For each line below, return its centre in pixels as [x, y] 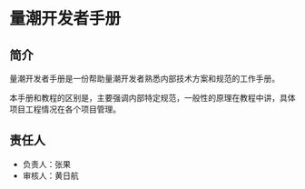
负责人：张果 [46, 164]
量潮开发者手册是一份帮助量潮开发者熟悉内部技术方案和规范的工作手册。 [144, 79]
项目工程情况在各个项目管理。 [65, 109]
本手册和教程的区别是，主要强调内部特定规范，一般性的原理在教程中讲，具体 [152, 98]
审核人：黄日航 [50, 175]
